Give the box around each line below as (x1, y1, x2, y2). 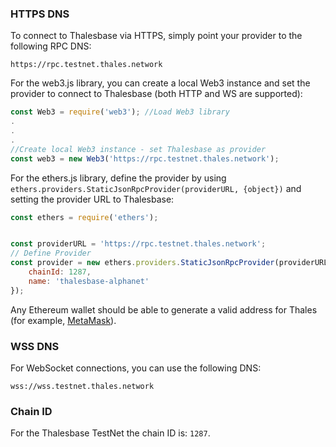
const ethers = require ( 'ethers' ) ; (10, 212, 159, 222)
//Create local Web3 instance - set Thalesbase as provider (10, 144, 267, 154)
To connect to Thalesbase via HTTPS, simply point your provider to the (10, 30, 303, 42)
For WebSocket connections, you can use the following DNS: (10, 362, 262, 374)
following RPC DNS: (10, 40, 92, 52)
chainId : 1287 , (28, 267, 92, 277)
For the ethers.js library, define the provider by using (10, 172, 227, 184)
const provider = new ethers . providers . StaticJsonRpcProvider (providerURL (10, 258, 329, 268)
